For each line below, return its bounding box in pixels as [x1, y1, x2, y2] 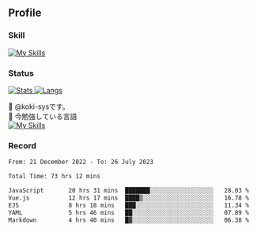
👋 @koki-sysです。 [8, 102, 70, 111]
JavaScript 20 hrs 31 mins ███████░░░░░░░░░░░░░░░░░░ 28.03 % [8, 187, 249, 195]
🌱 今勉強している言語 [8, 111, 77, 121]
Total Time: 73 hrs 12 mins [8, 173, 101, 181]
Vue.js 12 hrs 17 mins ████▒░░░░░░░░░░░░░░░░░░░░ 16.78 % [8, 193, 249, 202]
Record [8, 140, 37, 151]
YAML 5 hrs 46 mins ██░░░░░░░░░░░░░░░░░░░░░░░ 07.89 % [8, 208, 249, 216]
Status [8, 67, 34, 78]
